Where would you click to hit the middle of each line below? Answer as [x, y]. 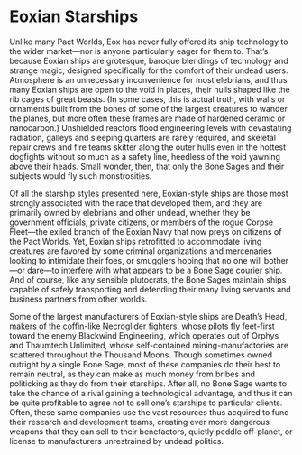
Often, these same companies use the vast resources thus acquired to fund [150, 412]
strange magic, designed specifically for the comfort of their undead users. [149, 70]
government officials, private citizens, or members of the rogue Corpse [142, 222]
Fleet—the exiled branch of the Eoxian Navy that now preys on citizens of [146, 231]
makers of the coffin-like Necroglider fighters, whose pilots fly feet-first [142, 326]
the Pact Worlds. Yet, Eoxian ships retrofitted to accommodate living [136, 241]
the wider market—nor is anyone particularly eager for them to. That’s [139, 51]
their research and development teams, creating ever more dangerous [140, 422]
